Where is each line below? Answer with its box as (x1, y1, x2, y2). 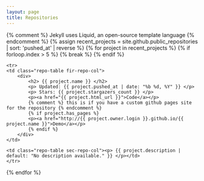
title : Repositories (6, 15, 59, 21)
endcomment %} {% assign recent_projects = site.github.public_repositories (6, 38, 198, 45)
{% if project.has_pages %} (28, 110, 99, 116)
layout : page (6, 9, 40, 15)
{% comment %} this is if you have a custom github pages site (28, 100, 192, 106)
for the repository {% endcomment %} (6, 104, 102, 111)
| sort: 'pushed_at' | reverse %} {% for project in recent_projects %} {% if (6, 44, 191, 52)
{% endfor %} (6, 168, 41, 176)
